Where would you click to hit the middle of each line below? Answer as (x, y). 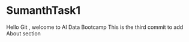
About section (23, 33)
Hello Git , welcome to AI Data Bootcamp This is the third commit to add (95, 27)
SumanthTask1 (43, 10)
